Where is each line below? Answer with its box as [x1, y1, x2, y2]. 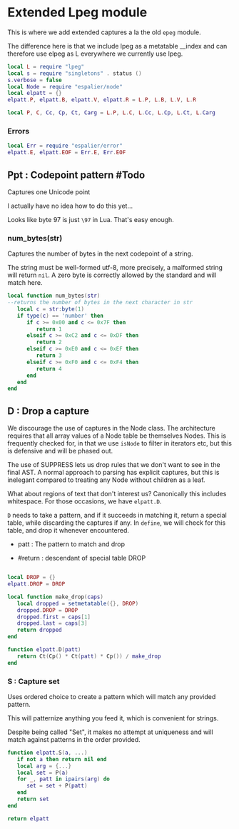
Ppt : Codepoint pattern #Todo [7, 169, 146, 181]
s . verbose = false [7, 76, 62, 84]
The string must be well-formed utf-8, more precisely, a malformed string [7, 263, 223, 272]
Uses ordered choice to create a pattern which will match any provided [7, 692, 216, 700]
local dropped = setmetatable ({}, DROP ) [16, 600, 139, 607]
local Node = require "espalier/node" [7, 83, 123, 90]
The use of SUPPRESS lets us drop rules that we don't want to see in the [7, 461, 220, 469]
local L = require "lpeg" [7, 63, 84, 70]
